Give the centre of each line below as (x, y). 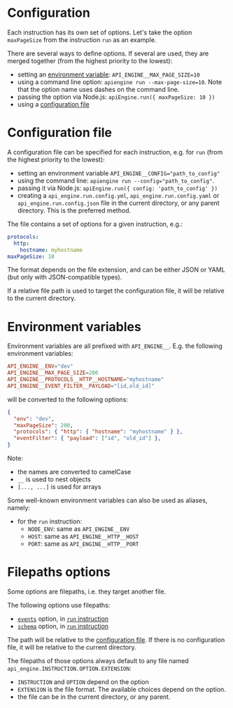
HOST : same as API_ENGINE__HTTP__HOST (83, 536)
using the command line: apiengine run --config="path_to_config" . (116, 180)
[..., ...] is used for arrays (59, 487)
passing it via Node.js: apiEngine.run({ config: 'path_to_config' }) (118, 188)
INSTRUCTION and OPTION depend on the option (83, 682)
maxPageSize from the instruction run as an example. (82, 39)
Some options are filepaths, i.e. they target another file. (87, 592)
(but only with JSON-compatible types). (65, 277)
